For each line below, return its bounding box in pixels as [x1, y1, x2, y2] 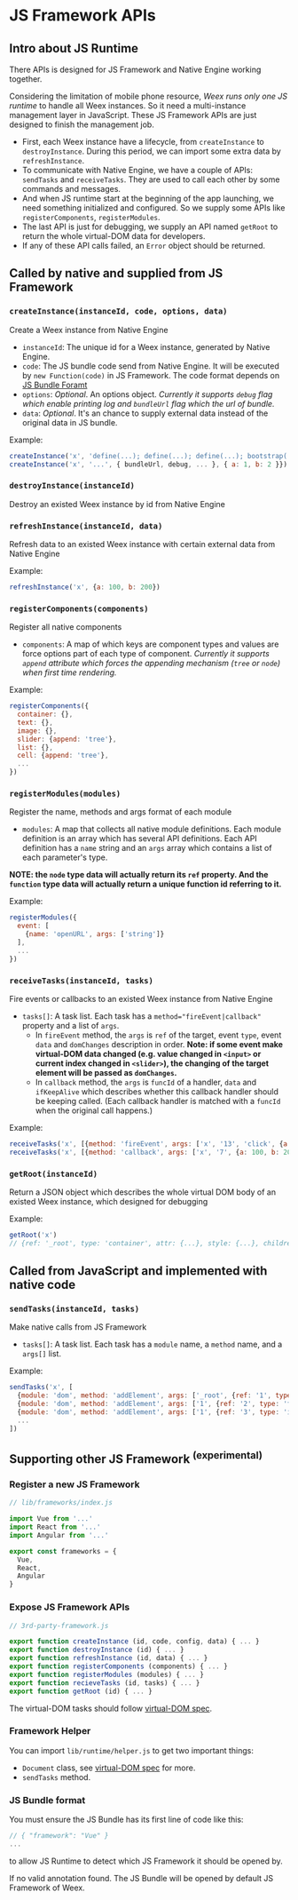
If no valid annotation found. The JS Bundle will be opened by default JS [9, 1872, 274, 1883]
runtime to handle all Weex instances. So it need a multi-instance [9, 100, 247, 111]
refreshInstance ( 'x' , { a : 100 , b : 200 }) [9, 583, 161, 592]
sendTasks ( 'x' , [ [9, 1383, 74, 1392]
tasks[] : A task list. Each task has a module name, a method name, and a [21, 1339, 283, 1350]
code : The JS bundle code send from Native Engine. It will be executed [21, 361, 279, 371]
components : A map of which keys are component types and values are [21, 639, 279, 649]
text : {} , [17, 718, 53, 727]
